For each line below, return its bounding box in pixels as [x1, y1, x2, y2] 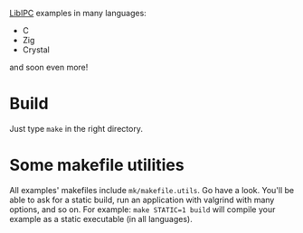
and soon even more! [9, 62, 89, 72]
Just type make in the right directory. [9, 123, 143, 134]
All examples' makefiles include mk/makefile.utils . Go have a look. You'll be [9, 184, 295, 195]
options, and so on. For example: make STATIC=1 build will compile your [9, 203, 276, 215]
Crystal [22, 44, 50, 55]
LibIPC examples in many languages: [9, 8, 147, 18]
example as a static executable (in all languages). [9, 213, 193, 224]
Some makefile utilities [9, 155, 185, 175]
